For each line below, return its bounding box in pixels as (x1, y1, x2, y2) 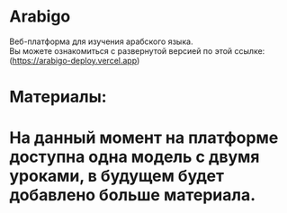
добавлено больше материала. (9, 185, 256, 206)
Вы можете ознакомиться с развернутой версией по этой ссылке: (9, 45, 265, 56)
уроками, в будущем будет (9, 166, 225, 186)
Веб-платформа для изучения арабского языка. (9, 36, 193, 47)
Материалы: (9, 87, 107, 107)
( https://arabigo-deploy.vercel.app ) (9, 55, 140, 66)
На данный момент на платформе (9, 128, 279, 148)
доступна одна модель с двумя (9, 146, 260, 167)
